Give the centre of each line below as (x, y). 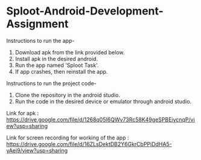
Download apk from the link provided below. (70, 52)
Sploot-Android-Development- (85, 11)
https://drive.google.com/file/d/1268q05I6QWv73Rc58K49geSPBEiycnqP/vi (101, 120)
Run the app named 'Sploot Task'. (57, 65)
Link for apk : (23, 113)
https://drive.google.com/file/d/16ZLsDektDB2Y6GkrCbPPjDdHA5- (89, 144)
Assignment (37, 24)
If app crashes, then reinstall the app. (61, 71)
